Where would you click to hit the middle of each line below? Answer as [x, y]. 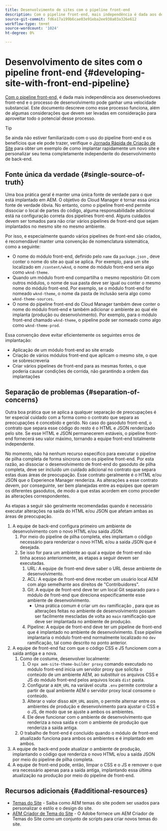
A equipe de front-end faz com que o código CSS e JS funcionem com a [87, 648]
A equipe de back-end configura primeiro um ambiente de [72, 526]
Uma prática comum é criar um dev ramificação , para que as [97, 605]
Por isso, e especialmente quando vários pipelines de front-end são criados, [83, 236]
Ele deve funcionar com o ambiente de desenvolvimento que [89, 717]
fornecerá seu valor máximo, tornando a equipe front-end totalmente [85, 438]
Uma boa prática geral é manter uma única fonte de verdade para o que [79, 194]
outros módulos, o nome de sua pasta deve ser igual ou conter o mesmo [86, 283]
